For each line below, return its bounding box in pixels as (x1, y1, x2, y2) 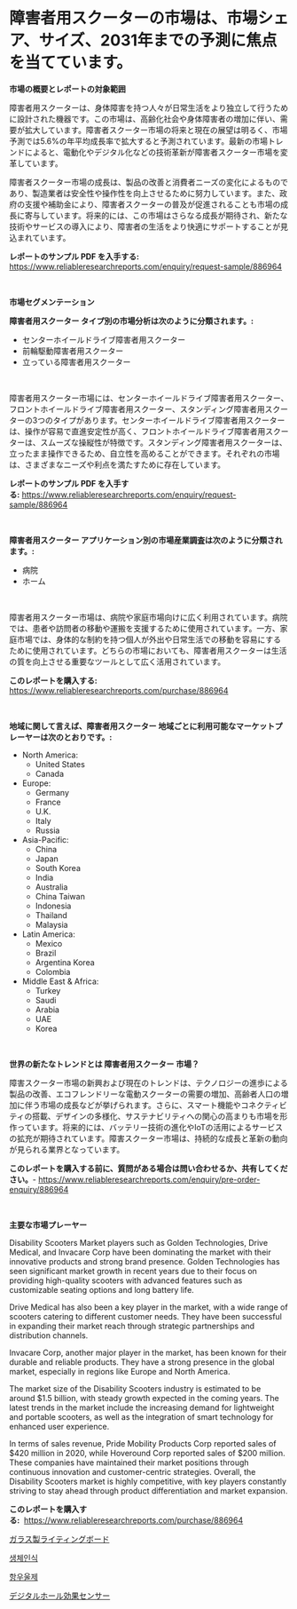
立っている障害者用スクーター (21, 356, 131, 367)
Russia (35, 825, 60, 836)
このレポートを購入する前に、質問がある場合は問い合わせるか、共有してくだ (9, 1162, 288, 1173)
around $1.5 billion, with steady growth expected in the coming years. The (9, 1392, 279, 1403)
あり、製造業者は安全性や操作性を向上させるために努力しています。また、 (9, 187, 280, 198)
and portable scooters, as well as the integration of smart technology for (9, 1411, 274, 1422)
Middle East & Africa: (21, 976, 99, 987)
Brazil (35, 947, 57, 958)
